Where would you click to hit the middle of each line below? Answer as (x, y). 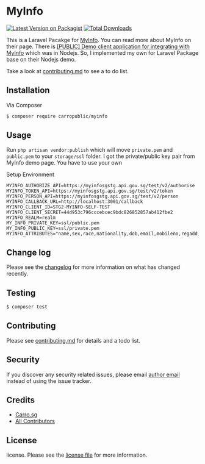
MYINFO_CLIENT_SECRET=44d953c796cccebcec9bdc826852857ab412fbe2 (90, 212)
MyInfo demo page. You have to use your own (64, 163)
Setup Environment (31, 174)
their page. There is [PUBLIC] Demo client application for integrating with (98, 46)
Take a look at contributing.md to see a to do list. (68, 71)
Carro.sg (26, 415)
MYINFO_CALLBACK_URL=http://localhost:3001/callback (75, 202)
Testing (21, 293)
